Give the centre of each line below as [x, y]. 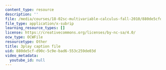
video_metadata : [22, 55]
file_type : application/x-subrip [40, 23]
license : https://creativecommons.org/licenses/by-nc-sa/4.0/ [70, 33]
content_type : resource [30, 10]
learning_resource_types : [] [35, 28]
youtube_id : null [27, 60]
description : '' [22, 14]
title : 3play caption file [33, 46]
